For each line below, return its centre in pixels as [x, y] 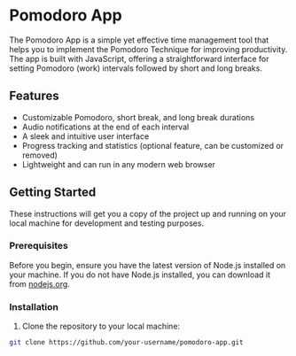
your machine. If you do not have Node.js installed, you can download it [140, 275]
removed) [39, 155]
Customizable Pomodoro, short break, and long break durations [138, 117]
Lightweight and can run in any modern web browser [118, 164]
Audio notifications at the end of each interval [105, 127]
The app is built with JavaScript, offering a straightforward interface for [139, 58]
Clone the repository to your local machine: [101, 326]
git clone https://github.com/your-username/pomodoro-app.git [126, 343]
